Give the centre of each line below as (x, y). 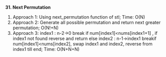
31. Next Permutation (28, 7)
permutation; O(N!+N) (36, 28)
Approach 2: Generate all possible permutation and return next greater (87, 22)
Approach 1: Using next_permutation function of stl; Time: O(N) (79, 17)
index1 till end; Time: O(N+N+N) (46, 49)
